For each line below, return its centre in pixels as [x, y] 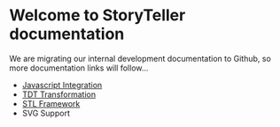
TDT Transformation [58, 94]
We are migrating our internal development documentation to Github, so [140, 58]
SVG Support [46, 113]
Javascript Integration [62, 85]
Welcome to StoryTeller [97, 15]
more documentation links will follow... [79, 68]
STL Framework [51, 103]
